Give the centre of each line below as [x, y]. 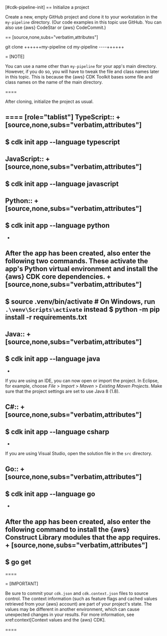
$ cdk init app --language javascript [62, 184]
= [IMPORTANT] [22, 584]
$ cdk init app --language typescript [63, 142]
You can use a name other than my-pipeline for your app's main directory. [81, 66]
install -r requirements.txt [46, 317]
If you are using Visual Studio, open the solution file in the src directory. [79, 453]
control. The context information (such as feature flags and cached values [81, 599]
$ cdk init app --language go [50, 494]
